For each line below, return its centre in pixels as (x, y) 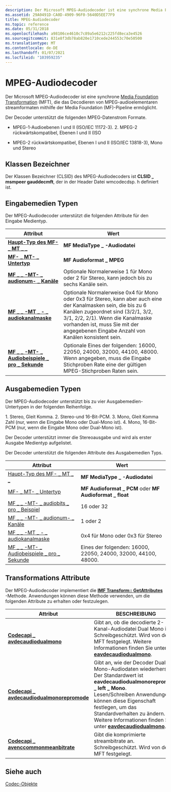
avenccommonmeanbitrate (41, 747)
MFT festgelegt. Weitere (123, 642)
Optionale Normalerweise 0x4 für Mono (111, 292)
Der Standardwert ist (119, 675)
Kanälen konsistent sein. (92, 337)
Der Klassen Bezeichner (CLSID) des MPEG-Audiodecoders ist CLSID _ (80, 176)
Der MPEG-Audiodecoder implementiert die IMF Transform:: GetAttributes (84, 590)
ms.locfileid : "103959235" (34, 57)
